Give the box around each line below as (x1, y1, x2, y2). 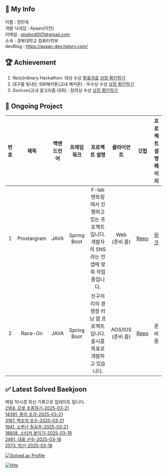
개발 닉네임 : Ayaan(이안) (5, 25, 54, 31)
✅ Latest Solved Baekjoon (5, 385, 87, 394)
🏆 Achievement (5, 58, 56, 67)
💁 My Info (5, 5, 35, 13)
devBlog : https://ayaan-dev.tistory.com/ (5, 43, 88, 49)
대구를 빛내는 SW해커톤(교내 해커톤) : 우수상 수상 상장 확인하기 (12, 81, 134, 87)
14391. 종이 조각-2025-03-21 (5, 412, 63, 418)
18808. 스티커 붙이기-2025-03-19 (5, 430, 72, 436)
